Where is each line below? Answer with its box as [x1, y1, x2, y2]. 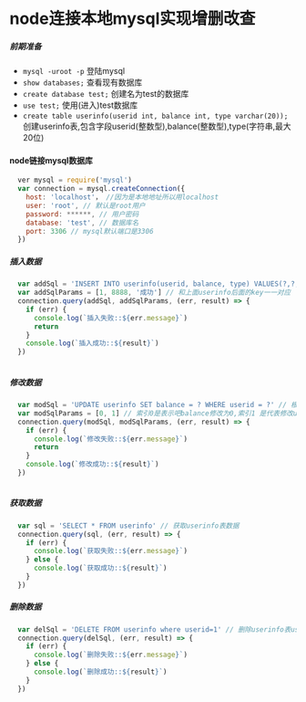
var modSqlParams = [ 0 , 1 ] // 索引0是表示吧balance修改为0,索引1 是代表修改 [17, 408, 294, 418]
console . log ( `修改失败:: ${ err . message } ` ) [33, 435, 189, 444]
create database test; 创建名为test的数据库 [22, 89, 189, 100]
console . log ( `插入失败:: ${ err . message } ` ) [33, 313, 189, 322]
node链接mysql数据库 [9, 154, 93, 165]
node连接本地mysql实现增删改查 [9, 8, 256, 29]
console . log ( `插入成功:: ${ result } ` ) [25, 339, 159, 348]
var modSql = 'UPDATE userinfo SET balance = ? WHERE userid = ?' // [17, 401, 287, 410]
